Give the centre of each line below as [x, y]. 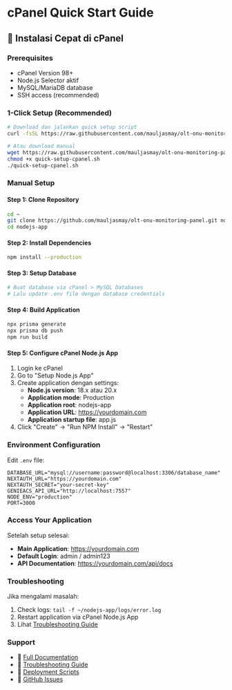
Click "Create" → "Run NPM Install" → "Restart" [85, 427]
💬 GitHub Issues [40, 680]
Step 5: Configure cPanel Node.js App [63, 353]
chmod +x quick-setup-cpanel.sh [54, 159]
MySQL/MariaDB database [55, 87]
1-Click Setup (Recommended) [60, 113]
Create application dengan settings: [68, 383]
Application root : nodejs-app [69, 405]
